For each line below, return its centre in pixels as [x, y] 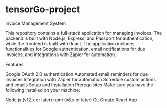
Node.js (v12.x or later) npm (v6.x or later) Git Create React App [71, 100]
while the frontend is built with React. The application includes [70, 43]
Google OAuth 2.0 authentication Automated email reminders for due [77, 74]
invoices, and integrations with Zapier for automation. [61, 55]
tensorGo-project [43, 9]
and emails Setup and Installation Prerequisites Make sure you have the [79, 85]
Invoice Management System [36, 23]
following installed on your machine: [43, 90]
